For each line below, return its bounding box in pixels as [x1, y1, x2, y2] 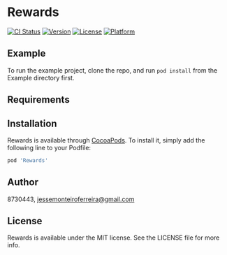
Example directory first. [7, 73, 75, 82]
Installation [7, 117, 57, 129]
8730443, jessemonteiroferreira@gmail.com [7, 195, 135, 203]
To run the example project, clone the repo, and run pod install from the [7, 66, 218, 74]
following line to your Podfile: [7, 143, 91, 152]
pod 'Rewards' [7, 156, 49, 164]
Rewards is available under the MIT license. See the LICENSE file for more [7, 233, 220, 242]
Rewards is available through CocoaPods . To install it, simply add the [7, 136, 205, 144]
